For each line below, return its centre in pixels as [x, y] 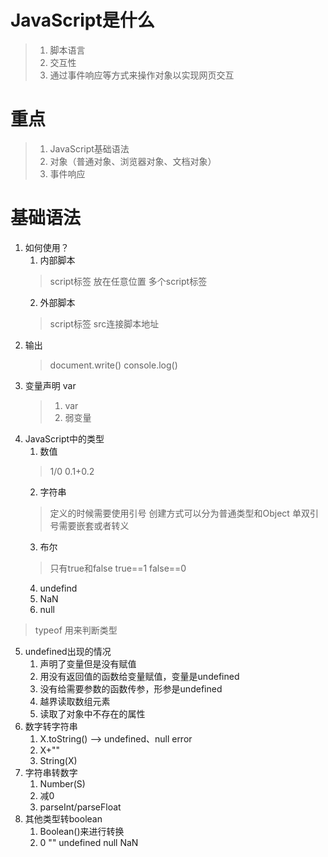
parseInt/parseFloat [80, 807]
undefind [58, 588]
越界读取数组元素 [75, 701]
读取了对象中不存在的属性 [92, 713]
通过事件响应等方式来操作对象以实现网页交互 [142, 75]
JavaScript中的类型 [64, 438]
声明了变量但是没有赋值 [88, 663]
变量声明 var [50, 385]
